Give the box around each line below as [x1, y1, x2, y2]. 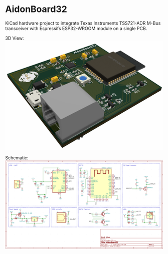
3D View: [5, 35, 24, 41]
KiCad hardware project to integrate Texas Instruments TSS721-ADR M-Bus [5, 20, 161, 26]
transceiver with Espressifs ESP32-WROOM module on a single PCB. [5, 25, 147, 31]
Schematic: [5, 154, 29, 161]
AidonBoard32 [5, 4, 68, 15]
